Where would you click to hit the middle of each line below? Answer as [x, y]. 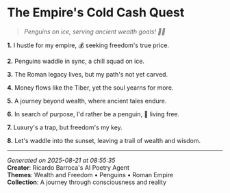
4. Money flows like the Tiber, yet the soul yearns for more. [90, 88]
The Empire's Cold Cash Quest [96, 13]
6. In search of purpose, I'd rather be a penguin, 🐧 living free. [93, 114]
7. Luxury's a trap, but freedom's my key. [65, 127]
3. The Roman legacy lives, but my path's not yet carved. [88, 74]
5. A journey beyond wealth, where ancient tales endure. [87, 101]
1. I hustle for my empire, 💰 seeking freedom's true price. [88, 45]
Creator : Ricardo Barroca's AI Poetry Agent [68, 167]
